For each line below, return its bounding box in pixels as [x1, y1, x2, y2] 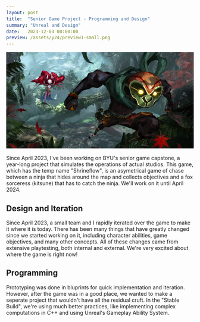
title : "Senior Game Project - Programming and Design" [6, 15, 151, 22]
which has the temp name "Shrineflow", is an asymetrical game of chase [6, 167, 185, 174]
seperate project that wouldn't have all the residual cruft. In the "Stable [6, 296, 180, 304]
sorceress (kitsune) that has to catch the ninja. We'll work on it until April [6, 180, 184, 187]
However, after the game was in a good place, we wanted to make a [6, 290, 173, 297]
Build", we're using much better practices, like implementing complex [6, 302, 176, 310]
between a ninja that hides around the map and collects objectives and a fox [6, 173, 193, 181]
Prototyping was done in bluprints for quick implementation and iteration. [6, 283, 186, 291]
